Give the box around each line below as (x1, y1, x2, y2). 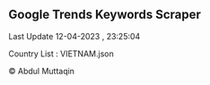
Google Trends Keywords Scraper (8, 7, 201, 22)
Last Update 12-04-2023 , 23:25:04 (8, 30, 141, 41)
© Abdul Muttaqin (8, 65, 75, 76)
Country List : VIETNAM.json (8, 48, 114, 59)
